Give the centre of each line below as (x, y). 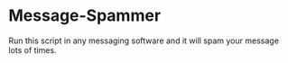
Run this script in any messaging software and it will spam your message (144, 40)
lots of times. (33, 49)
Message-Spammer (85, 16)
